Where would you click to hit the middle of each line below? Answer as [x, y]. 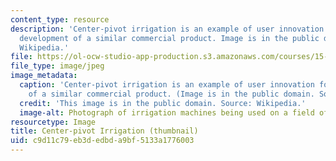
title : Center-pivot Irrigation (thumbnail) [104, 131]
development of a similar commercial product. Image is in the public [169, 38]
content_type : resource [60, 19]
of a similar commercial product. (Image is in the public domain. [171, 94]
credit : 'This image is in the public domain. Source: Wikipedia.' [163, 103]
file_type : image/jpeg [57, 66]
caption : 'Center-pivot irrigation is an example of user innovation [167, 85]
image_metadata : [44, 76]
